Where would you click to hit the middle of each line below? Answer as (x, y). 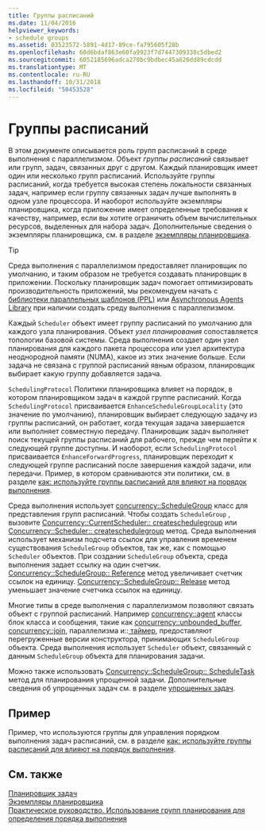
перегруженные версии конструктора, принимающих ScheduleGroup (124, 639)
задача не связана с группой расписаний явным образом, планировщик (132, 365)
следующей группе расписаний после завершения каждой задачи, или (130, 465)
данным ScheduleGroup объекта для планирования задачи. (107, 656)
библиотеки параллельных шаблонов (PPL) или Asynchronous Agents (126, 299)
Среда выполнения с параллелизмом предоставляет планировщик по (128, 266)
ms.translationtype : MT (48, 67)
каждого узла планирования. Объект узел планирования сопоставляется (133, 332)
